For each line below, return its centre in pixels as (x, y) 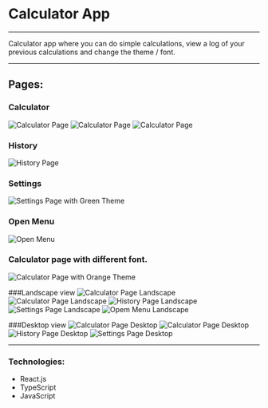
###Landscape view (42, 292)
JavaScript (37, 396)
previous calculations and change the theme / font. (92, 52)
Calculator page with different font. (78, 259)
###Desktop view (37, 325)
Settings (25, 183)
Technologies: (37, 362)
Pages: (26, 85)
